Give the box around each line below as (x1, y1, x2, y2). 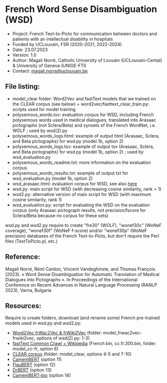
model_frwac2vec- (103, 330, 142, 336)
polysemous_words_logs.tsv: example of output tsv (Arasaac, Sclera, (12, 143, 155, 149)
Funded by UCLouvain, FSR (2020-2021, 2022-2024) (12, 41, 122, 47)
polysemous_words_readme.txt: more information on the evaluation (12, 159, 151, 165)
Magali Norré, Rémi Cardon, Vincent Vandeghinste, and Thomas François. (5, 266, 157, 272)
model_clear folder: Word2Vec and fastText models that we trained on (12, 95, 156, 101)
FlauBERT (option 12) (12, 361, 56, 368)
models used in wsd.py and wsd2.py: (5, 320, 82, 326)
